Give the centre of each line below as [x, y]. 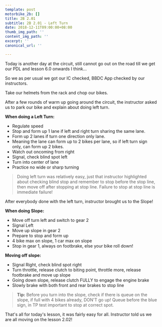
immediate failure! [35, 192]
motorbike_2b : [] [22, 14]
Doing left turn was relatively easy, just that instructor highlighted [82, 176]
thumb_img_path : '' [25, 32]
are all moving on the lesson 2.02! [39, 319]
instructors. [16, 83]
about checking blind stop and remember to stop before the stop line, [86, 182]
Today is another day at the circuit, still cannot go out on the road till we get [80, 63]
